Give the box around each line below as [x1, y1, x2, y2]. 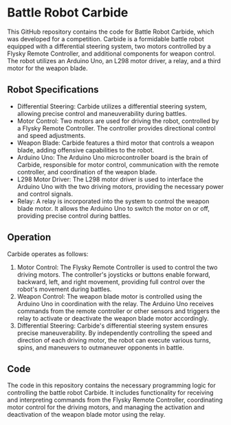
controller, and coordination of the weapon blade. [16, 168, 157, 176]
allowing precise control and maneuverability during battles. [16, 109, 187, 117]
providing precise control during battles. [16, 211, 131, 220]
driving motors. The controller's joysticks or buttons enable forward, [16, 270, 211, 279]
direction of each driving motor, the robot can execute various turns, [16, 336, 211, 344]
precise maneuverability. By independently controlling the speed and [16, 328, 212, 337]
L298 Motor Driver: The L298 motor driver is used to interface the [16, 175, 204, 183]
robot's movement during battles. [16, 285, 112, 293]
